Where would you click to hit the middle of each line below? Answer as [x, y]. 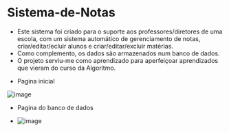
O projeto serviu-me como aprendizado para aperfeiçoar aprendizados [118, 60]
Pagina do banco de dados [55, 107]
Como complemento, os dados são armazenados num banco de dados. [118, 53]
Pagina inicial [36, 81]
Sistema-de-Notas [61, 13]
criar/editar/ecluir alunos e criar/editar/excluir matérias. [95, 46]
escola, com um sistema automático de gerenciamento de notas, [109, 38]
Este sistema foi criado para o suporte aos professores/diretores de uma [120, 31]
